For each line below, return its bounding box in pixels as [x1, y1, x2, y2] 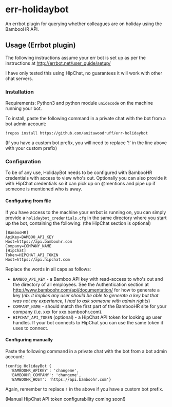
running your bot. [5, 105, 42, 111]
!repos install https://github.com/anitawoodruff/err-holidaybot [5, 131, 148, 136]
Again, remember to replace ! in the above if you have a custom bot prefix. [5, 386, 163, 392]
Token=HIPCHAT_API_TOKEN [5, 253, 59, 258]
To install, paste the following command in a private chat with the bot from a [5, 115, 166, 122]
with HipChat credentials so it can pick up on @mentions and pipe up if [5, 181, 156, 187]
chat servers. [5, 75, 33, 82]
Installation [5, 88, 34, 95]
